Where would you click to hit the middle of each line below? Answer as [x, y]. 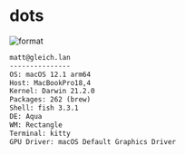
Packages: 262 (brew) [50, 100]
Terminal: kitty [40, 133]
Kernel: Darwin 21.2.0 [52, 92]
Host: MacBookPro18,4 [50, 82]
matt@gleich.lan [40, 57]
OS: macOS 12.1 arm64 [50, 74]
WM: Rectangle [36, 125]
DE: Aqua [26, 117]
